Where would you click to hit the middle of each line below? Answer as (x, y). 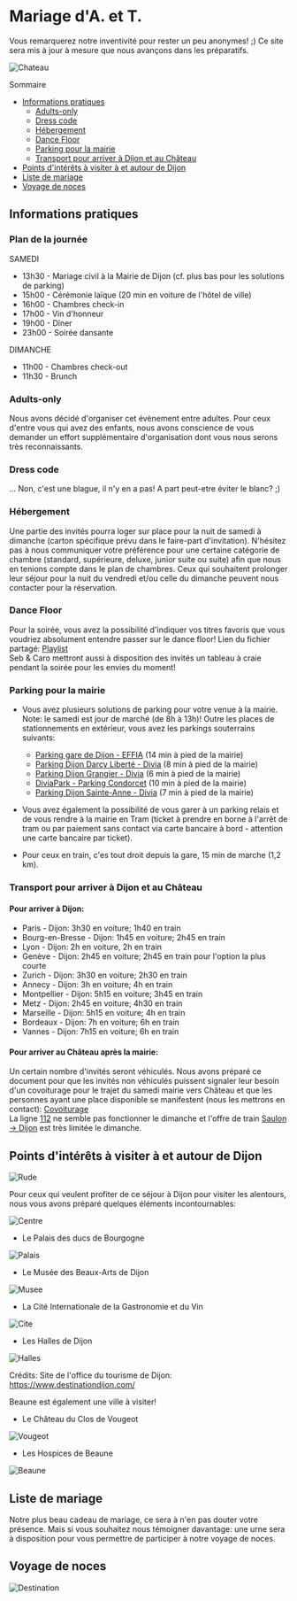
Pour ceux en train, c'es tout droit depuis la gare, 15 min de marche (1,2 (151, 855)
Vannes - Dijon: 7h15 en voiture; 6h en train (100, 1032)
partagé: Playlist (38, 648)
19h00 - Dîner (47, 323)
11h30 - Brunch (49, 376)
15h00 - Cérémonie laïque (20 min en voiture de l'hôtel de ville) (137, 295)
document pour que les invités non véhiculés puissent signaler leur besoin (145, 1081)
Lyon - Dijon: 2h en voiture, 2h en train (91, 947)
